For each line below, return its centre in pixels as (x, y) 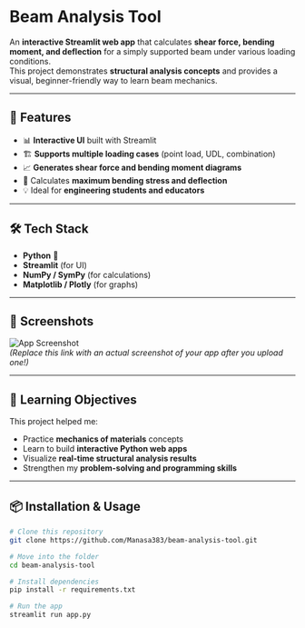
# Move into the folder (54, 556)
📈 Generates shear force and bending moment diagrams (132, 167)
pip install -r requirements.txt (73, 590)
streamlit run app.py (50, 615)
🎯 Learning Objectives (74, 399)
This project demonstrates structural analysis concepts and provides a (144, 71)
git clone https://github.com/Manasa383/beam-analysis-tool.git (133, 540)
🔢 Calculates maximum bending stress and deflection (125, 180)
